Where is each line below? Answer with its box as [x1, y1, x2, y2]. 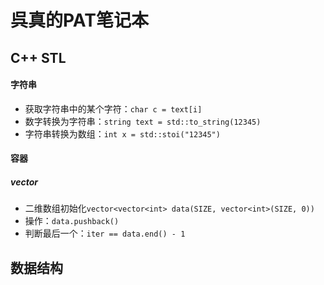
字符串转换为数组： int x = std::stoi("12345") [24, 127, 221, 140]
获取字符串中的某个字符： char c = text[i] [24, 102, 203, 115]
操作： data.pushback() [24, 215, 120, 227]
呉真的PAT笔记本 [10, 9, 149, 32]
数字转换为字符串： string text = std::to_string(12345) [24, 115, 262, 127]
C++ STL [10, 49, 67, 66]
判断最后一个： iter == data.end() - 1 [24, 227, 186, 240]
